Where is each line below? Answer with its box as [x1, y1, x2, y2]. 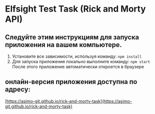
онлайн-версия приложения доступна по [5, 78, 138, 86]
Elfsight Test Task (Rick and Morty [5, 3, 146, 15]
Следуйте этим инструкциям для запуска [5, 33, 139, 41]
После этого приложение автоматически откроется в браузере [12, 64, 144, 69]
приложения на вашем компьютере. [5, 40, 122, 49]
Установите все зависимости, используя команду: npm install [12, 53, 142, 59]
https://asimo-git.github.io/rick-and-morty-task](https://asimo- [6, 98, 132, 104]
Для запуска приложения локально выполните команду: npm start [12, 59, 150, 64]
